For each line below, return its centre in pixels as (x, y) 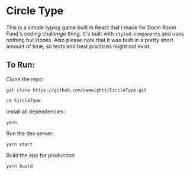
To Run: (21, 65)
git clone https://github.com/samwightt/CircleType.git (76, 90)
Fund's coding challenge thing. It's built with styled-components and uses (95, 33)
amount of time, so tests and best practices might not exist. (78, 46)
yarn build (20, 166)
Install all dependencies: (36, 112)
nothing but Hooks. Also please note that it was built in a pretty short (90, 40)
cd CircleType (24, 100)
